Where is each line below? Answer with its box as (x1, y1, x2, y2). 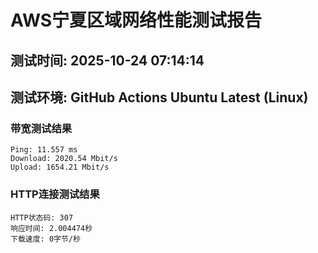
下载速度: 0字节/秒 (10, 234, 81, 244)
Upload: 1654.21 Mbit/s (10, 162, 110, 173)
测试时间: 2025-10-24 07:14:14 (10, 52, 205, 69)
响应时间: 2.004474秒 (10, 223, 93, 233)
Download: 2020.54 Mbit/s (10, 154, 118, 164)
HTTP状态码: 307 (10, 212, 74, 223)
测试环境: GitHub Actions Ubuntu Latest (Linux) (10, 89, 309, 106)
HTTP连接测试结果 (10, 187, 100, 201)
